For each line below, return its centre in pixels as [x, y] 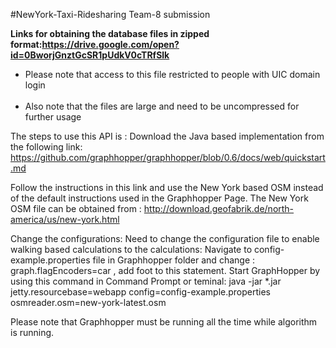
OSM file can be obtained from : [76, 208]
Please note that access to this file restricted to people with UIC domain [172, 74]
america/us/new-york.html [65, 219]
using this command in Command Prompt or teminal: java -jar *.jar [146, 281]
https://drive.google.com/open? [110, 44]
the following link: [46, 147]
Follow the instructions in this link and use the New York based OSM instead [167, 187]
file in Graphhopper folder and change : [174, 260]
